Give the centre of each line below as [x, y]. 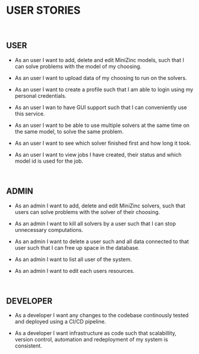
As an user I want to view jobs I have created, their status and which [98, 154]
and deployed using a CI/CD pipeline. [60, 322]
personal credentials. [40, 95]
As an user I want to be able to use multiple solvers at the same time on [102, 125]
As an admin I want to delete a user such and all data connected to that [102, 241]
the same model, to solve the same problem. [69, 131]
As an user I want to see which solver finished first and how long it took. [103, 143]
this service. [30, 113]
